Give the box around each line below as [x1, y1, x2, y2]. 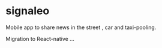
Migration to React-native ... [5, 35, 74, 42]
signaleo [5, 4, 50, 18]
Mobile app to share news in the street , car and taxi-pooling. [5, 24, 157, 31]
